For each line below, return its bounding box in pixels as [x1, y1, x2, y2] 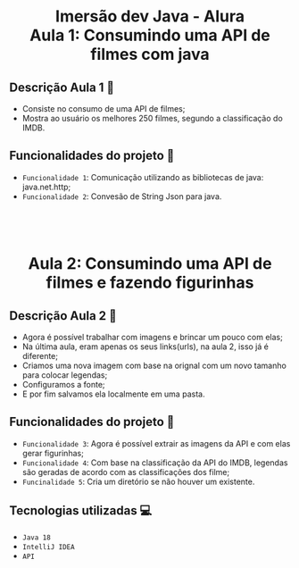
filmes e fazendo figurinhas [46, 272, 254, 293]
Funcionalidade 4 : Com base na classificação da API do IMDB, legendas [21, 457, 288, 468]
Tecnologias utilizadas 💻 [9, 503, 153, 519]
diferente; [21, 351, 58, 361]
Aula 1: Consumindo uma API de [29, 25, 270, 46]
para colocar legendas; [21, 370, 108, 380]
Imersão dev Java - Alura [54, 6, 245, 27]
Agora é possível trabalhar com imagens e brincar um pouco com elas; [21, 332, 283, 342]
